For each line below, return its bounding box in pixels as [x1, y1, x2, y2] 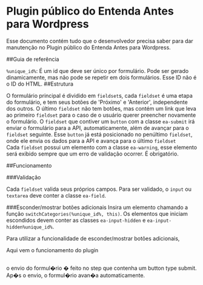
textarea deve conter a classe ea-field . [6, 191, 107, 199]
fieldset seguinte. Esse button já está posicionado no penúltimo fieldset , [6, 131, 193, 138]
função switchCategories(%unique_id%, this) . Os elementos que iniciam [6, 210, 188, 217]
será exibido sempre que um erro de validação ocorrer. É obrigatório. [6, 150, 179, 157]
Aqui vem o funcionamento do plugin [6, 246, 99, 253]
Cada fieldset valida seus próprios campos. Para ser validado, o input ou [6, 185, 192, 193]
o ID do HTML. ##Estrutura [6, 80, 74, 88]
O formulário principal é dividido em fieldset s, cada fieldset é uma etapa [6, 92, 193, 99]
